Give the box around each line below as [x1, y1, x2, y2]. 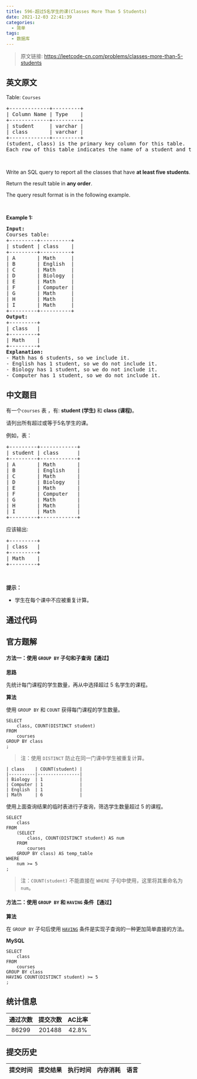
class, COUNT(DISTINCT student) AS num [27, 835, 125, 841]
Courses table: [6, 231, 50, 238]
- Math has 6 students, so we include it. [6, 354, 130, 361]
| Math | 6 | [6, 792, 83, 798]
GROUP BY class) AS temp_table [16, 850, 93, 857]
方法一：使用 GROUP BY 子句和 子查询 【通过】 [6, 655, 112, 661]
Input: [6, 225, 25, 232]
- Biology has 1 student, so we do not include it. [6, 366, 158, 373]
